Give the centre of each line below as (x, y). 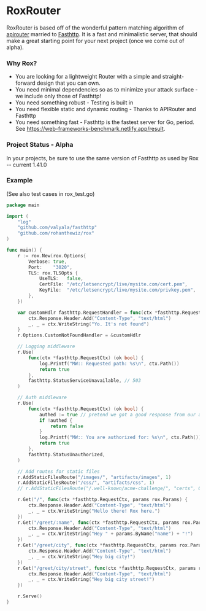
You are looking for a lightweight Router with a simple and (88, 77)
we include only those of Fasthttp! (58, 96)
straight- (173, 77)
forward (25, 83)
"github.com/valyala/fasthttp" (57, 228)
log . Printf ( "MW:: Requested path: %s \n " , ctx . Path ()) (109, 364)
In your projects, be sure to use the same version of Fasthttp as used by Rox (103, 158)
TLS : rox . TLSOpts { (53, 273)
